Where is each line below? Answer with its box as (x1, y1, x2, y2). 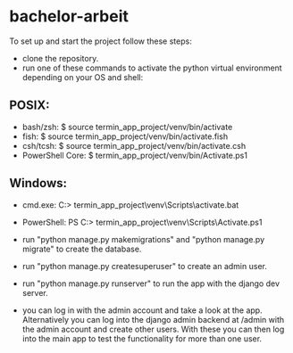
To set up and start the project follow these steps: (9, 36, 192, 46)
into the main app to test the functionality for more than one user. (21, 332, 262, 344)
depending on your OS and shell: (21, 71, 144, 82)
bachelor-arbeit (9, 6, 130, 27)
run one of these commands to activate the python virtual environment (21, 62, 283, 73)
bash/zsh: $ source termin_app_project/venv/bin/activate (21, 121, 233, 132)
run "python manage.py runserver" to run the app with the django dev (21, 278, 280, 289)
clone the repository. (21, 53, 99, 63)
